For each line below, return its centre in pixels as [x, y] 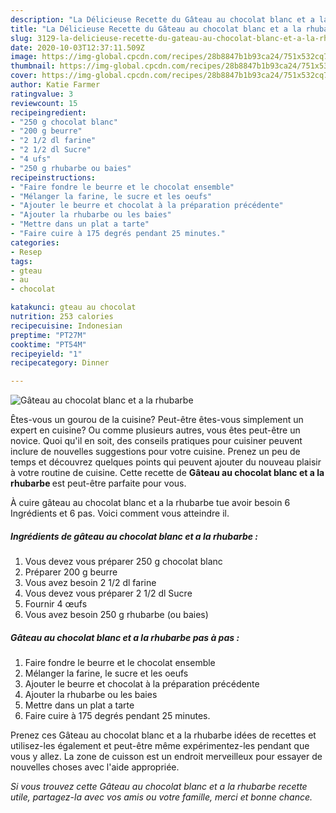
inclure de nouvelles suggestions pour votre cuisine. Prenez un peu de [155, 452]
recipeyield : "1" [46, 354]
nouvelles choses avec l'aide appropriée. [95, 767]
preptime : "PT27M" [48, 335]
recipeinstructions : [53, 177]
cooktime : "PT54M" [48, 344]
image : [24, 57]
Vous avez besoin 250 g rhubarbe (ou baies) [116, 615]
